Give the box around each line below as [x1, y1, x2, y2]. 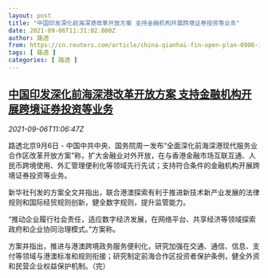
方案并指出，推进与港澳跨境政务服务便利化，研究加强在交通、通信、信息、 [8, 241, 253, 251]
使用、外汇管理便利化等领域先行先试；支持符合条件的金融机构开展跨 [35, 160, 260, 170]
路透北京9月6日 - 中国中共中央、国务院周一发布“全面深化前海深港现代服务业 [8, 140, 258, 150]
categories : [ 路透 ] [8, 57, 78, 65]
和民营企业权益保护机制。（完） [8, 260, 110, 271]
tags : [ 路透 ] [8, 49, 57, 57]
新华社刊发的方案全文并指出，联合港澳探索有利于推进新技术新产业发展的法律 [8, 187, 260, 197]
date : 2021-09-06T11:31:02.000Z [8, 26, 116, 34]
